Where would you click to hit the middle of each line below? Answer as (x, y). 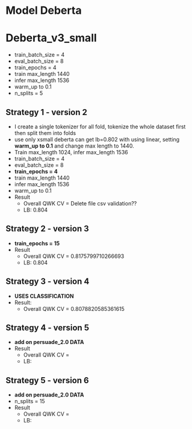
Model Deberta (44, 11)
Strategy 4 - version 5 (48, 327)
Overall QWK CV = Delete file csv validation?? (80, 203)
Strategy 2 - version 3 (47, 229)
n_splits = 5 (29, 93)
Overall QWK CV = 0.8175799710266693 (74, 256)
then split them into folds (45, 133)
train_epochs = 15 (37, 243)
